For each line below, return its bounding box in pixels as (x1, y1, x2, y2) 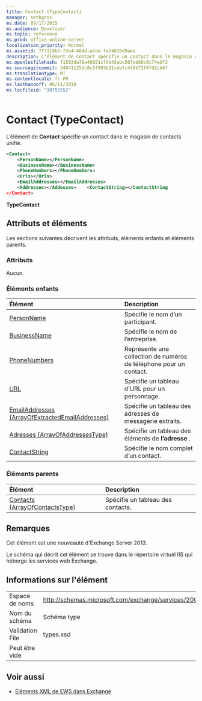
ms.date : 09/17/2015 (6, 20, 58, 26)
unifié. (6, 139, 22, 146)
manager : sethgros (6, 14, 52, 20)
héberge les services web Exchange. (6, 557, 98, 564)
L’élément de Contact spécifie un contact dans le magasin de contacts (6, 133, 182, 140)
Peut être (9, 644, 35, 652)
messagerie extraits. (124, 417, 182, 425)
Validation (9, 626, 37, 635)
